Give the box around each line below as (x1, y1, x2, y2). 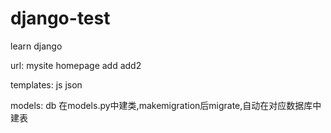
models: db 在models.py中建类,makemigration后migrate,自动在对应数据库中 (10, 99, 322, 111)
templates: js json (10, 78, 83, 91)
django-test (10, 7, 111, 30)
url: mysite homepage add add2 (10, 59, 142, 71)
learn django (10, 40, 63, 52)
